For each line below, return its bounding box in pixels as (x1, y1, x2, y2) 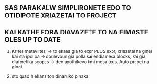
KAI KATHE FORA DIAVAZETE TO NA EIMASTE (4, 28, 149, 36)
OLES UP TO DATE (4, 35, 61, 44)
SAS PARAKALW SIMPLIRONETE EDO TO (4, 4, 131, 12)
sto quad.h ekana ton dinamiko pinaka (11, 73, 89, 79)
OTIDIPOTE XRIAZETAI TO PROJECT (4, 12, 117, 20)
